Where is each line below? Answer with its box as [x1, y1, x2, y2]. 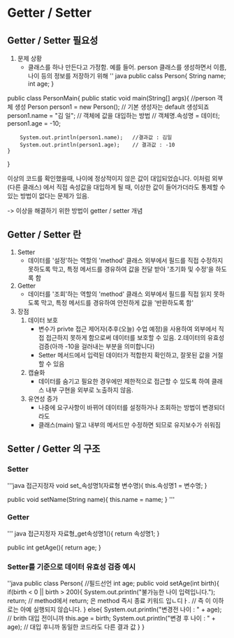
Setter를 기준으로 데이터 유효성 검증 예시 [7, 562, 136, 572]
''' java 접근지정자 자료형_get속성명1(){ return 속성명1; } [7, 529, 160, 537]
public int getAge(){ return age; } [7, 543, 101, 551]
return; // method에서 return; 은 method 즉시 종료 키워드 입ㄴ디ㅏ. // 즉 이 [7, 597, 212, 605]
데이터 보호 [27, 316, 58, 324]
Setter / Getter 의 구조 [7, 443, 101, 455]
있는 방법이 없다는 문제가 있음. [7, 192, 89, 200]
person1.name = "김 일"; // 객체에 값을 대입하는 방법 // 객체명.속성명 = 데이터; [7, 112, 220, 119]
